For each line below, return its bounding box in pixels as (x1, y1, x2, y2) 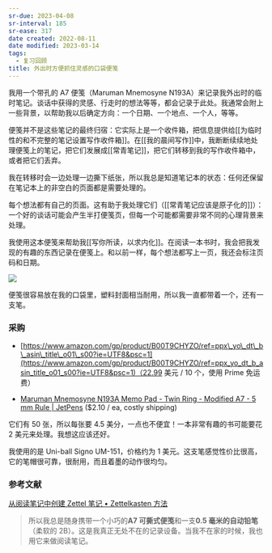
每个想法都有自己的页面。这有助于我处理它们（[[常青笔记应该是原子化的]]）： (8, 200, 264, 209)
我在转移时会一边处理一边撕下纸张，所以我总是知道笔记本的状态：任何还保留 (8, 172, 264, 182)
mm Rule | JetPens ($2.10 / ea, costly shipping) (19, 403, 178, 412)
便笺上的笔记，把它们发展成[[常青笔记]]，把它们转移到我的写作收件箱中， (15, 145, 261, 154)
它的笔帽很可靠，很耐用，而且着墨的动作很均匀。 (8, 457, 172, 466)
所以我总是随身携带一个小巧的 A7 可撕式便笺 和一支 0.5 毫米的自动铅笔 (28, 516, 259, 526)
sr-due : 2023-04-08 (8, 11, 74, 20)
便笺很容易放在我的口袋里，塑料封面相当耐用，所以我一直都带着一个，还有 (8, 289, 257, 299)
